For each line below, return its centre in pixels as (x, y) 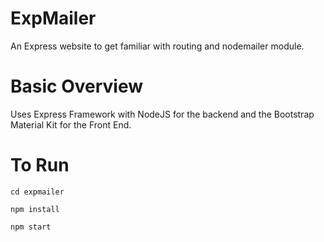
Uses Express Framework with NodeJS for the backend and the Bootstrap (162, 114)
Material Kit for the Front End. (71, 124)
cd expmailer (37, 192)
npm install (35, 209)
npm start (31, 227)
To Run (40, 165)
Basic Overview (77, 86)
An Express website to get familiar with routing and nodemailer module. (157, 46)
